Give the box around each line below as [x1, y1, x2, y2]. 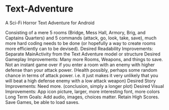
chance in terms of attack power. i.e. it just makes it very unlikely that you [5, 72, 158, 78]
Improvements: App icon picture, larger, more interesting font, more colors [5, 88, 160, 94]
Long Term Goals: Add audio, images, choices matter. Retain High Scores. [5, 94, 159, 100]
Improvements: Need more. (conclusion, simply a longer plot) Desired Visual [5, 83, 164, 89]
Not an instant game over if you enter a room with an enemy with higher [5, 62, 155, 68]
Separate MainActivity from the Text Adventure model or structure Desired [5, 51, 161, 57]
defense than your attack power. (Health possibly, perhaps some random [5, 67, 158, 73]
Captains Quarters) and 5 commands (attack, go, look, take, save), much [5, 35, 157, 41]
